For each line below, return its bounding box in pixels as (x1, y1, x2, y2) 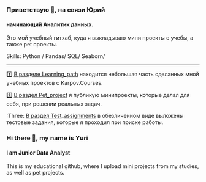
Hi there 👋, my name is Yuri (6, 134, 88, 142)
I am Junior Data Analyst (6, 149, 71, 156)
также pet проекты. (6, 41, 58, 48)
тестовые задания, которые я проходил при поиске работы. (6, 118, 164, 126)
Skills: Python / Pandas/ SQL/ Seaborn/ (6, 53, 105, 60)
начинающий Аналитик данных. (6, 21, 94, 28)
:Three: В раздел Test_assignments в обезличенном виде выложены (6, 112, 184, 120)
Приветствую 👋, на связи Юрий (6, 5, 105, 14)
